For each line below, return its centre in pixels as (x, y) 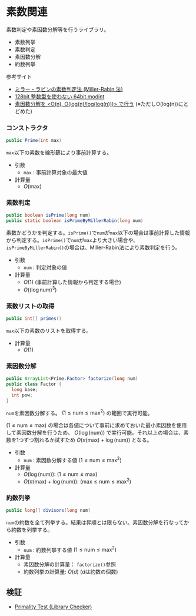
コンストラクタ (27, 128)
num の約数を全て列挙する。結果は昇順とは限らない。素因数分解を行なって (95, 522)
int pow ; (22, 395)
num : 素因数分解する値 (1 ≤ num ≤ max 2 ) (72, 460)
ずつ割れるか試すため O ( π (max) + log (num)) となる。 (88, 440)
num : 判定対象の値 (45, 267)
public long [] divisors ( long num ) (49, 510)
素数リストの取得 (30, 306)
